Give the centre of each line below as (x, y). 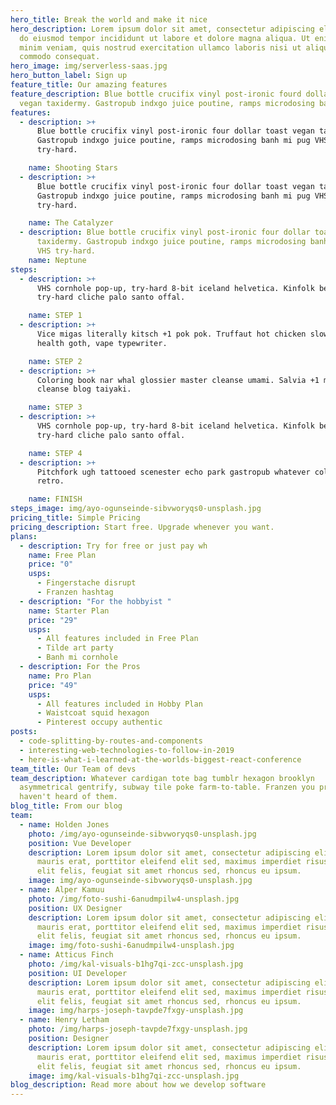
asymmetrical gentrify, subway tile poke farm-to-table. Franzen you (167, 787)
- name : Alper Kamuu (62, 890)
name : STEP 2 (55, 361)
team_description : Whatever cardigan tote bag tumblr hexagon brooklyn (162, 778)
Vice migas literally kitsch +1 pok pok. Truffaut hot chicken (171, 334)
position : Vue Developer (80, 843)
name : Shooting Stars (73, 168)
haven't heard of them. (68, 797)
